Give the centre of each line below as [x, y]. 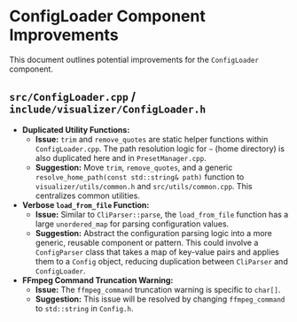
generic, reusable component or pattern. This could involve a [147, 242]
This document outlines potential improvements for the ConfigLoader [134, 59]
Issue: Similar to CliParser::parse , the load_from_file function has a [162, 214]
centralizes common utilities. [87, 195]
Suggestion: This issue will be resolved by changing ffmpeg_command [160, 299]
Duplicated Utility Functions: [76, 129]
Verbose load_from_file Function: [86, 204]
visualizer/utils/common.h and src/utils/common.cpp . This [144, 186]
